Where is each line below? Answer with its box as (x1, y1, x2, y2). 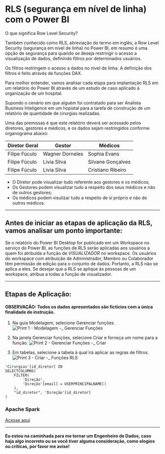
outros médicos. (12, 200, 46, 206)
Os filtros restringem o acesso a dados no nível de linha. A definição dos (5, 65, 152, 71)
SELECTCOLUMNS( (5, 369, 36, 374)
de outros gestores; (12, 189, 53, 195)
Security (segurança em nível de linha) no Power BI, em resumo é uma (5, 45, 148, 51)
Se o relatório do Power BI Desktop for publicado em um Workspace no (5, 240, 150, 245)
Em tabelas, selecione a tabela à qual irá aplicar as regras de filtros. (12, 349, 149, 355)
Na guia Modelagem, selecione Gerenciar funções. (12, 320, 115, 326)
